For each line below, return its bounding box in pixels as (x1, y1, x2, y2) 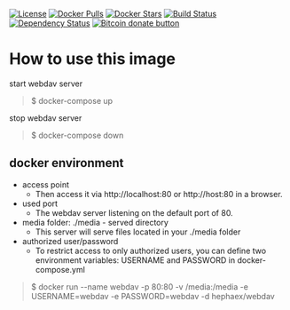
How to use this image (9, 49, 176, 69)
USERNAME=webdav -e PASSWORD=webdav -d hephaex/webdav (30, 290, 275, 301)
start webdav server (9, 78, 82, 89)
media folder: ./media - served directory (21, 217, 169, 227)
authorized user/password (21, 235, 119, 246)
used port (21, 198, 59, 209)
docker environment (9, 155, 124, 171)
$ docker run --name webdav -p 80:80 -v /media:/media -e (30, 281, 248, 292)
